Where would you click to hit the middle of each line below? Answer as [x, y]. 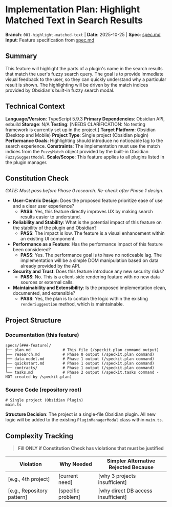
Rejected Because [131, 468]
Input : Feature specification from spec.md [50, 40]
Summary [21, 56]
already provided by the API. [50, 266]
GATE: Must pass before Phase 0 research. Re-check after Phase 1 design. [84, 191]
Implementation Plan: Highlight [73, 9]
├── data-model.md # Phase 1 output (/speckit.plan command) [80, 359]
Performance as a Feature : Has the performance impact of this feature [88, 244]
